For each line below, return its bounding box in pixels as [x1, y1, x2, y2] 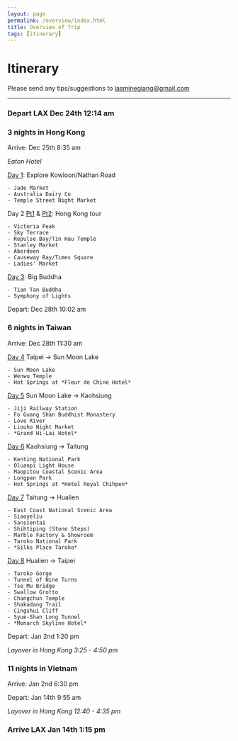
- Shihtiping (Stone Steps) [7, 525, 91, 532]
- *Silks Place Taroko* [7, 543, 78, 551]
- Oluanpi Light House [7, 462, 74, 469]
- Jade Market [7, 185, 50, 192]
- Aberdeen [7, 248, 40, 255]
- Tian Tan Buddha [7, 286, 62, 294]
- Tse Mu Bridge [7, 582, 55, 589]
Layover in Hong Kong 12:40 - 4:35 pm [7, 707, 121, 715]
